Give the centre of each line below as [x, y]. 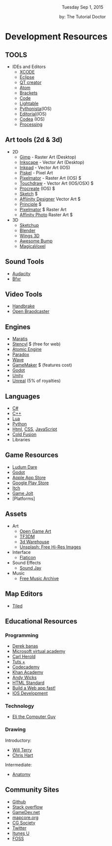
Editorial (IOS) [33, 114]
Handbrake [24, 306]
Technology [20, 706]
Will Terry [22, 750]
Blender [28, 230]
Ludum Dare [25, 467]
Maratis [20, 339]
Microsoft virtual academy [39, 652]
